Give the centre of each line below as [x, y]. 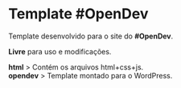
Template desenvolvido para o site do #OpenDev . [91, 36]
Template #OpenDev [78, 14]
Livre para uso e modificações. [60, 51]
